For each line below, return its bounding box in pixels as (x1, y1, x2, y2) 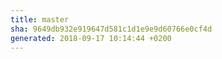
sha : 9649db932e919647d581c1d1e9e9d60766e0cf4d (10, 24, 213, 34)
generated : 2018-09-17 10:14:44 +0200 (10, 33, 172, 43)
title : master (10, 14, 70, 25)
